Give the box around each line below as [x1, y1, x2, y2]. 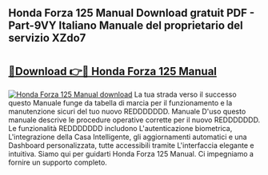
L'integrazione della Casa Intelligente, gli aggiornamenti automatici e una [8, 132, 247, 141]
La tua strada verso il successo [134, 89, 238, 99]
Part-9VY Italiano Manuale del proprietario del [8, 19, 243, 33]
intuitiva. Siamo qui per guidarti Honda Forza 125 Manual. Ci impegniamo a [8, 149, 254, 158]
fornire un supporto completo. [8, 157, 108, 167]
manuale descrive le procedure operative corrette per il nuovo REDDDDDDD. [8, 115, 261, 125]
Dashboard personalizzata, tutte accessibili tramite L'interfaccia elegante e [8, 141, 254, 150]
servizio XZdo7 [8, 31, 86, 45]
